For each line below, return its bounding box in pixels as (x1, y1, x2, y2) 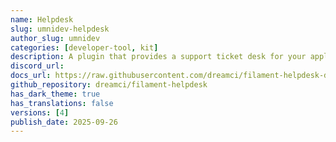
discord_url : (10, 61, 65, 71)
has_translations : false (10, 98, 114, 108)
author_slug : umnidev (10, 33, 101, 43)
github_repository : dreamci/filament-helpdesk (10, 80, 208, 90)
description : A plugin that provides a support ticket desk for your (10, 52, 307, 62)
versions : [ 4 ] (10, 107, 70, 118)
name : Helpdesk (10, 14, 74, 25)
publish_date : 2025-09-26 (10, 117, 118, 127)
